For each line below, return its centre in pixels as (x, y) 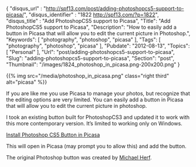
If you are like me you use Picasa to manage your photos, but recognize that (98, 93)
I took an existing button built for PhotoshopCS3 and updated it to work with (98, 117)
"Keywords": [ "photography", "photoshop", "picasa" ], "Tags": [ (84, 40)
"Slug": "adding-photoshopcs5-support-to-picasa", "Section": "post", (90, 58)
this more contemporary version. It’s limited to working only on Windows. (94, 123)
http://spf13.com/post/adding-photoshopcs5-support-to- (115, 8)
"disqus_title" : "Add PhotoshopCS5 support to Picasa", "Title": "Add (88, 21)
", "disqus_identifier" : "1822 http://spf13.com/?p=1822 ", (91, 15)
